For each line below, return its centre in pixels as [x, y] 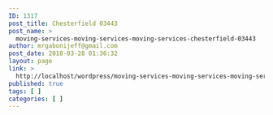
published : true [36, 83]
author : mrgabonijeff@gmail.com [63, 46]
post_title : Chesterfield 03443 [63, 23]
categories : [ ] [36, 99]
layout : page [30, 62]
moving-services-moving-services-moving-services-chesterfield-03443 [136, 38]
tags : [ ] [25, 91]
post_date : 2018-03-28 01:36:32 [63, 53]
